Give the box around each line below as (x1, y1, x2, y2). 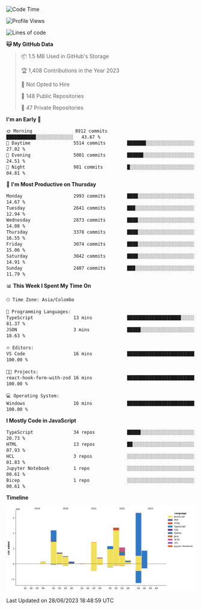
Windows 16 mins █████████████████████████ (6, 400, 195, 406)
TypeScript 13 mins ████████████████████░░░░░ (6, 315, 195, 321)
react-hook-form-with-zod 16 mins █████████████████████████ (6, 375, 195, 381)
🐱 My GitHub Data (6, 41, 54, 47)
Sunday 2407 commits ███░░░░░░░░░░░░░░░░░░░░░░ (6, 265, 195, 271)
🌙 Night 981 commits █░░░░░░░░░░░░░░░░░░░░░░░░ (6, 164, 195, 170)
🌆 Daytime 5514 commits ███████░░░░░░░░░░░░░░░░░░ (6, 140, 195, 146)
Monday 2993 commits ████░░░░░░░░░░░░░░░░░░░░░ (6, 193, 195, 199)
